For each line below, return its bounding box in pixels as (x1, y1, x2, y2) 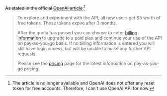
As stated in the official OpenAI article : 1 (5, 4, 85, 11)
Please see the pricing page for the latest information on (17, 60, 133, 66)
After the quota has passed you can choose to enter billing (17, 29, 138, 35)
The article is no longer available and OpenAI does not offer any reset (12, 80, 155, 86)
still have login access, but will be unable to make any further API (17, 45, 151, 51)
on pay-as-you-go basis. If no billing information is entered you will (17, 40, 155, 46)
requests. (17, 51, 37, 57)
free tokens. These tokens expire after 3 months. (17, 20, 117, 26)
